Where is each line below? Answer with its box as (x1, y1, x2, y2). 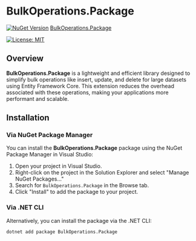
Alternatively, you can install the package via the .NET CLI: (6, 217, 152, 224)
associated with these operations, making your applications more (6, 89, 169, 96)
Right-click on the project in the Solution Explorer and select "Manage (15, 169, 189, 176)
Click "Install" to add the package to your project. (15, 188, 139, 196)
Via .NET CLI (6, 204, 44, 212)
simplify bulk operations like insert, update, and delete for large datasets (6, 76, 186, 83)
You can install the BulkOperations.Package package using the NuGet (6, 144, 183, 152)
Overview (6, 53, 44, 64)
